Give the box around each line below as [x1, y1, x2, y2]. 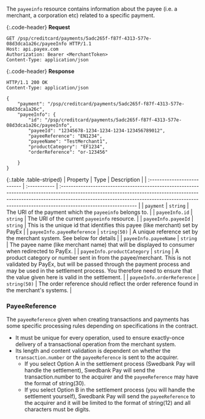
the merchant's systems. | [6, 287, 72, 293]
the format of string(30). [24, 380, 86, 387]
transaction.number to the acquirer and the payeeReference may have [24, 373, 199, 380]
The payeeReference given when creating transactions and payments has [6, 315, 190, 323]
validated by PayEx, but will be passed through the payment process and [6, 260, 190, 268]
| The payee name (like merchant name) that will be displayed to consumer [6, 241, 195, 248]
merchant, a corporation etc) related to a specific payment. [6, 12, 155, 19]
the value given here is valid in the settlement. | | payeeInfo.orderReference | [6, 274, 199, 281]
